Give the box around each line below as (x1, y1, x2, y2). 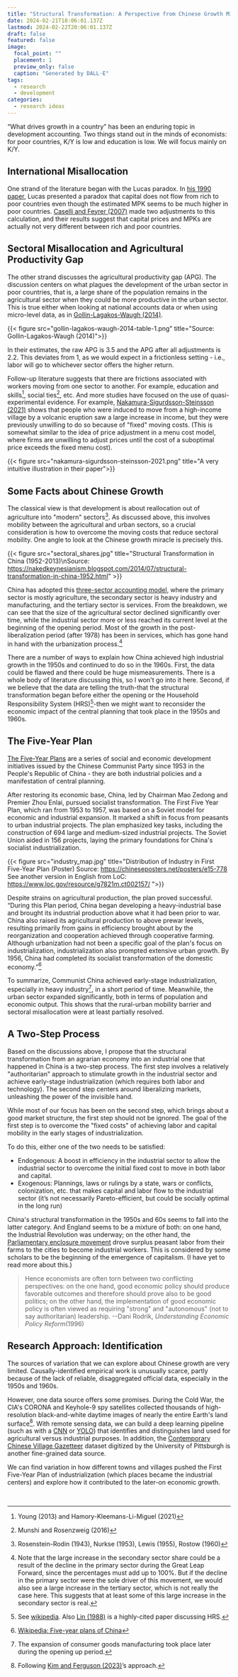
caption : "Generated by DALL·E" (13, 70, 110, 77)
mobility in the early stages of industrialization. (7, 1128, 144, 1137)
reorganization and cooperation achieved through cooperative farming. (7, 931, 215, 939)
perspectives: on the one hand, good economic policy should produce (24, 1282, 230, 1290)
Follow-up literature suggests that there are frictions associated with (7, 374, 207, 383)
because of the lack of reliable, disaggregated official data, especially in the (7, 1374, 229, 1382)
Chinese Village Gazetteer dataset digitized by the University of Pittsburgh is (7, 1442, 231, 1451)
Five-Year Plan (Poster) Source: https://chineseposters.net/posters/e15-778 (7, 864, 228, 873)
